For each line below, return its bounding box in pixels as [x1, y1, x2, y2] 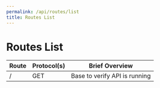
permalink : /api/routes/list [6, 8, 79, 15]
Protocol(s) [32, 62, 66, 70]
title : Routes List [6, 14, 55, 20]
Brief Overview [88, 62, 134, 70]
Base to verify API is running [71, 72, 151, 80]
